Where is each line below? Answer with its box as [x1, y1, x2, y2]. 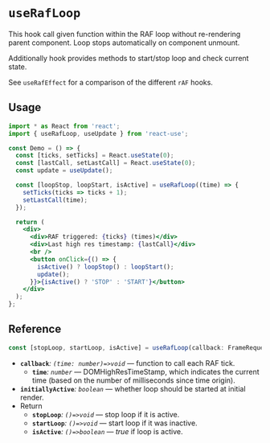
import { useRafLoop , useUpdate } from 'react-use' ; [8, 129, 189, 137]
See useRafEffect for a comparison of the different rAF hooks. [8, 77, 213, 87]
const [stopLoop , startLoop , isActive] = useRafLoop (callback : [8, 343, 225, 351]
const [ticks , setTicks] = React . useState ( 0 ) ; [15, 151, 174, 160]
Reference [8, 322, 62, 336]
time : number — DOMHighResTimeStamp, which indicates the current [31, 367, 260, 376]
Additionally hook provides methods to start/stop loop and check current [8, 53, 249, 63]
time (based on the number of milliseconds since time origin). [31, 375, 235, 385]
